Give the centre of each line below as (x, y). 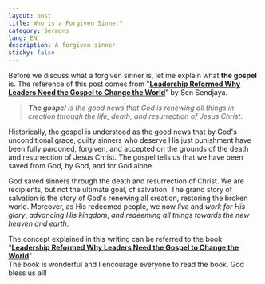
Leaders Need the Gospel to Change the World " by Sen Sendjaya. (118, 92)
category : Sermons (39, 30)
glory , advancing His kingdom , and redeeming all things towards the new (129, 215)
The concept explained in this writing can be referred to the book (115, 239)
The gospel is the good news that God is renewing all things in (131, 108)
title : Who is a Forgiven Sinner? (66, 23)
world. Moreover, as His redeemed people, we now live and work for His (127, 207)
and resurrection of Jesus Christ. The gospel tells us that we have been (126, 157)
